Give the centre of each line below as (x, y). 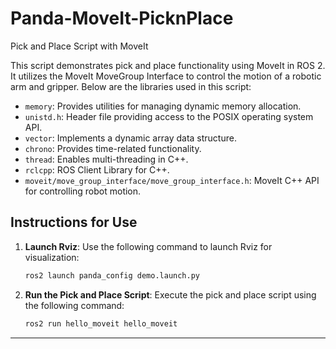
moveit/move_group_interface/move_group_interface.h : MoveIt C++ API (172, 180)
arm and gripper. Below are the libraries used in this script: (131, 86)
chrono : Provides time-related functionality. (113, 148)
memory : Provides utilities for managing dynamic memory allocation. (163, 106)
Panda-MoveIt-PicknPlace (122, 18)
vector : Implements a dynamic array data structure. (130, 138)
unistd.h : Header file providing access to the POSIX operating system (169, 116)
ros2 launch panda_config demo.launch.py (112, 275)
